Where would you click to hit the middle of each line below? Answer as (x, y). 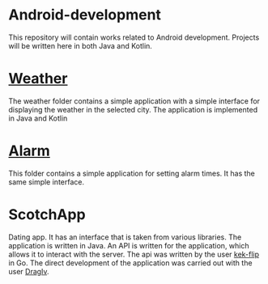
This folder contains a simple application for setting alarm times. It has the (132, 173)
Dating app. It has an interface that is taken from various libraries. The (125, 237)
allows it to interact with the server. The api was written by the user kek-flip (134, 254)
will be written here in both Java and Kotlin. (80, 45)
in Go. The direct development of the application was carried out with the (130, 263)
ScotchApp (47, 214)
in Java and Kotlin (38, 118)
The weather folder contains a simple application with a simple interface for (134, 101)
